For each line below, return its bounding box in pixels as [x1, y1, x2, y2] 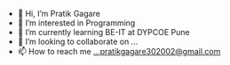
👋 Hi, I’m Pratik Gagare [17, 9, 100, 18]
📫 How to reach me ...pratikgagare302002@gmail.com [17, 47, 221, 56]
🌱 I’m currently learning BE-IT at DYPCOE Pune [17, 27, 190, 37]
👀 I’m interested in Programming [17, 18, 136, 28]
